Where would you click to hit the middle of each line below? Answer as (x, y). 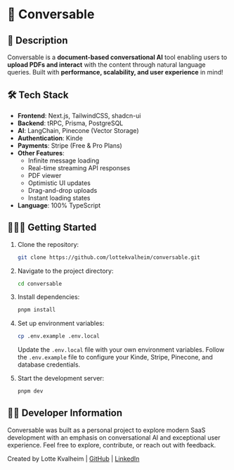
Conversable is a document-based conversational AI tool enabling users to (117, 57)
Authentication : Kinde (50, 138)
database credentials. (49, 364)
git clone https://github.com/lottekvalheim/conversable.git (109, 257)
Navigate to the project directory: (65, 271)
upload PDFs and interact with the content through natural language (106, 65)
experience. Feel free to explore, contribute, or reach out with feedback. (112, 445)
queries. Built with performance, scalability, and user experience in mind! (115, 72)
